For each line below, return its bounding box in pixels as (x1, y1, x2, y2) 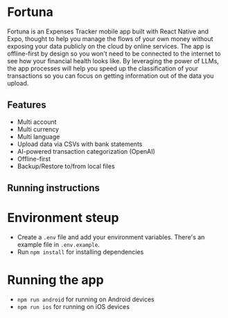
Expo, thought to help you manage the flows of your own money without (7, 34, 213, 42)
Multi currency (17, 125, 60, 133)
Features (7, 99, 46, 111)
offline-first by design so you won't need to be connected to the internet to (7, 49, 221, 58)
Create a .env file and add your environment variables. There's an (17, 233, 205, 241)
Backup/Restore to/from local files (17, 161, 116, 170)
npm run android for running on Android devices (17, 295, 155, 303)
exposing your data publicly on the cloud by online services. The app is (7, 42, 211, 50)
